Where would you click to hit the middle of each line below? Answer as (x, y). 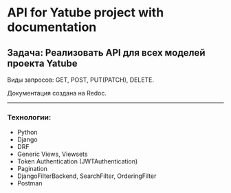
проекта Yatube (42, 63)
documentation (52, 27)
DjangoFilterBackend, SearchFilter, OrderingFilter (87, 176)
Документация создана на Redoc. (57, 93)
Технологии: (29, 117)
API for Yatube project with (86, 13)
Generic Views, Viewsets (52, 154)
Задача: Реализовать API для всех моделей (106, 53)
